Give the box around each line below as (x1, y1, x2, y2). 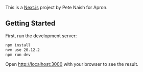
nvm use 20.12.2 (5, 47, 40, 53)
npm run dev (5, 52, 31, 57)
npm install (5, 42, 31, 47)
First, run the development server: (5, 33, 77, 39)
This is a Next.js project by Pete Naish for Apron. (5, 5, 108, 10)
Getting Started (5, 19, 56, 28)
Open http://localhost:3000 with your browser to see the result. (5, 61, 139, 67)
